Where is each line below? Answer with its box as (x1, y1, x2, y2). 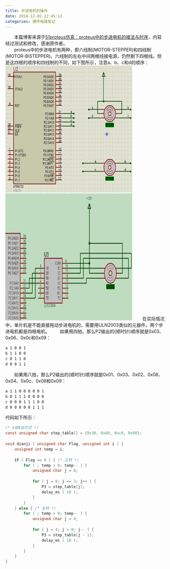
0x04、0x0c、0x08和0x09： (5, 377, 66, 384)
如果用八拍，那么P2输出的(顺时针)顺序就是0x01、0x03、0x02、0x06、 (14, 371, 163, 377)
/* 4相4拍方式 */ (5, 425, 39, 430)
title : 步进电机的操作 (5, 8, 48, 13)
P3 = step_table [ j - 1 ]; (41, 532, 94, 538)
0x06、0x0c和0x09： (5, 335, 51, 341)
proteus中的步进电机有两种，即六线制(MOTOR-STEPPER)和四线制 (14, 47, 151, 53)
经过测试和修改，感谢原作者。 (5, 41, 67, 47)
